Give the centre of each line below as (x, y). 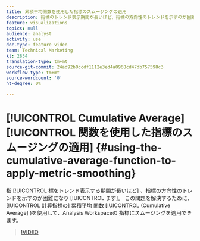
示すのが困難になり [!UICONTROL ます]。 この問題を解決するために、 (107, 198)
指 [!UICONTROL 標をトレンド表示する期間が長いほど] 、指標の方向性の (94, 190)
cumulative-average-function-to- (91, 161)
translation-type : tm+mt (37, 61)
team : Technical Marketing (40, 51)
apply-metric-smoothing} (71, 173)
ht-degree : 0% (24, 84)
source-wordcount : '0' (34, 78)
